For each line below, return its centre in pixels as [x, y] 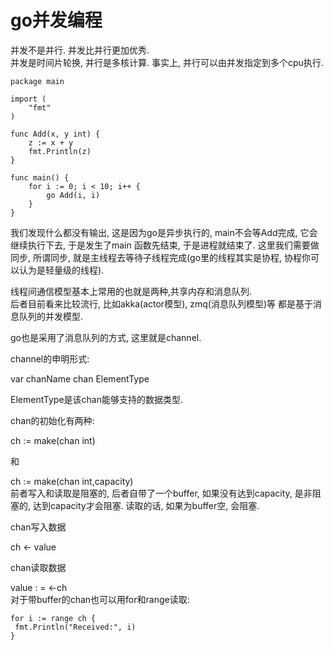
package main [37, 81]
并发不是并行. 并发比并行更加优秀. [80, 50]
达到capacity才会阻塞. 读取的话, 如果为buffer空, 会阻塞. [146, 505]
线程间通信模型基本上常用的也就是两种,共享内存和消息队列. [131, 291]
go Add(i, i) [73, 195]
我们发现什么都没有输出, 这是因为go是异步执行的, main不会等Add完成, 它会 [164, 232]
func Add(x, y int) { [55, 134]
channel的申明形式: [50, 358]
